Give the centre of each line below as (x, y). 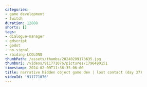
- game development (25, 14)
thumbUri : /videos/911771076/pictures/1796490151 (56, 63)
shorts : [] (16, 28)
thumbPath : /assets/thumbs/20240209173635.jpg (53, 59)
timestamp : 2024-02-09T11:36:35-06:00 (44, 68)
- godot (13, 45)
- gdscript (16, 41)
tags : (10, 32)
